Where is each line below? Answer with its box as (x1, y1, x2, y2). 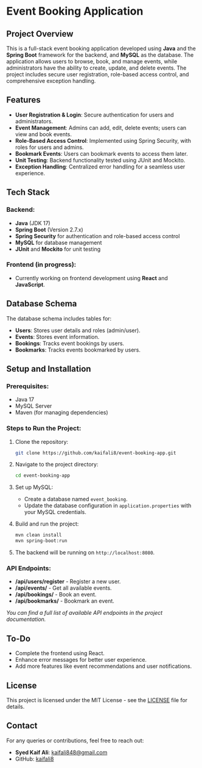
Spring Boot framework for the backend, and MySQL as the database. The (6, 51, 194, 59)
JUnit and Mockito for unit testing (15, 245, 101, 253)
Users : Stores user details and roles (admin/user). (15, 327, 141, 334)
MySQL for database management (15, 239, 102, 246)
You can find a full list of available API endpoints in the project (6, 609, 163, 617)
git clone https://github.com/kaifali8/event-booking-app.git (15, 450, 176, 456)
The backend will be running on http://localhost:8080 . (15, 549, 155, 556)
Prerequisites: (6, 382, 49, 390)
